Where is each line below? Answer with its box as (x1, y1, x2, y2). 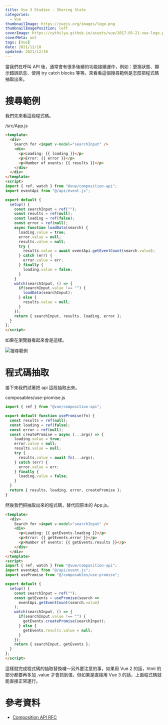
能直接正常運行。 (5, 678, 40, 684)
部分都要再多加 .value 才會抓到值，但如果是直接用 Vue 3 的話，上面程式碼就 (5, 671, 161, 677)
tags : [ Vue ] (5, 40, 30, 45)
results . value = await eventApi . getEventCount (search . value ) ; (23, 248, 155, 253)
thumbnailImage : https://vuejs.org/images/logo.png (5, 21, 115, 26)
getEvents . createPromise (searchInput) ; (23, 618, 106, 623)
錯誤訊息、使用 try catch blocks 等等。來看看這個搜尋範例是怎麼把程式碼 (9, 69, 159, 75)
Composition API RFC (12, 714, 57, 720)
